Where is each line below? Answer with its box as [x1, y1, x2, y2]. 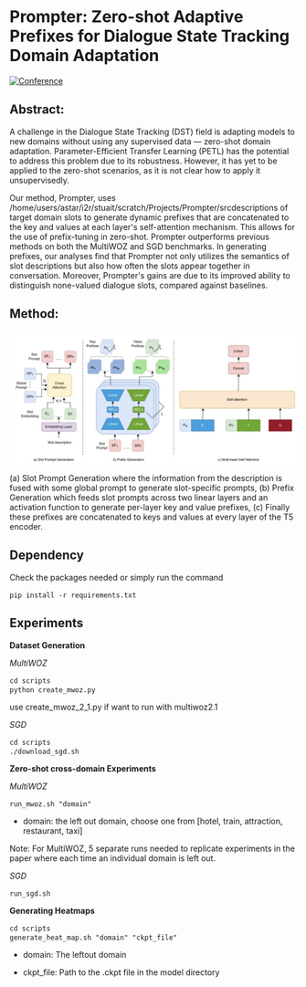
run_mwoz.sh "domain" [9, 799, 92, 809]
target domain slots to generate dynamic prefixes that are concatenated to [9, 212, 290, 223]
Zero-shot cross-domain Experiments [9, 762, 157, 773]
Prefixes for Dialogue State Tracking [9, 26, 290, 47]
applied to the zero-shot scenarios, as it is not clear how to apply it [9, 164, 261, 175]
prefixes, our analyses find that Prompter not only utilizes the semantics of [9, 250, 290, 261]
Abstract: [9, 102, 65, 118]
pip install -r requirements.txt [9, 591, 137, 600]
